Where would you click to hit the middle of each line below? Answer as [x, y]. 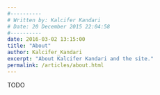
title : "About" [29, 46]
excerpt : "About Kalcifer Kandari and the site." [81, 59]
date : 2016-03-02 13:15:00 [46, 40]
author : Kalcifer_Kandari [45, 53]
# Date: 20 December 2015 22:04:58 [59, 26]
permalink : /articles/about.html [56, 65]
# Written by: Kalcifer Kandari [54, 20]
